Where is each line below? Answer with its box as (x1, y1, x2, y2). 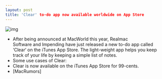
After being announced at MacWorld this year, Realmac (12, 36, 128, 42)
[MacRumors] (12, 68, 42, 74)
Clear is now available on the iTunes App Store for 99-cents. (12, 63, 139, 69)
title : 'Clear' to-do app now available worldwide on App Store (5, 12, 144, 17)
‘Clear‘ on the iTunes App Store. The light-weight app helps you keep (12, 47, 157, 53)
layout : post (5, 7, 33, 13)
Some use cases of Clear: (12, 57, 67, 63)
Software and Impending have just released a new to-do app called (12, 41, 153, 47)
